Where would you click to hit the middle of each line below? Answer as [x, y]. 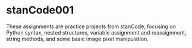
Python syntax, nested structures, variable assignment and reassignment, [96, 32]
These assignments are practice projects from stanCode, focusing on [91, 26]
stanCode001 [40, 10]
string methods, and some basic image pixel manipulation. [77, 39]
